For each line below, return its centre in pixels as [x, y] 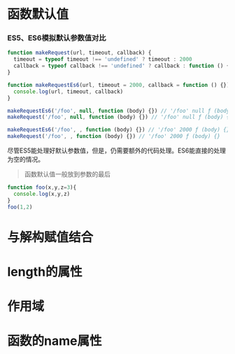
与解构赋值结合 [50, 237]
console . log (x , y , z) [42, 194]
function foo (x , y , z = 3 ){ [42, 187]
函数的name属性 [55, 341]
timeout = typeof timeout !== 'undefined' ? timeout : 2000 [103, 59]
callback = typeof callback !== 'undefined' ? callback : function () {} [123, 66]
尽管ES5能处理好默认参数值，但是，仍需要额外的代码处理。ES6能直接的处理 [116, 150]
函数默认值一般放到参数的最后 [67, 174]
